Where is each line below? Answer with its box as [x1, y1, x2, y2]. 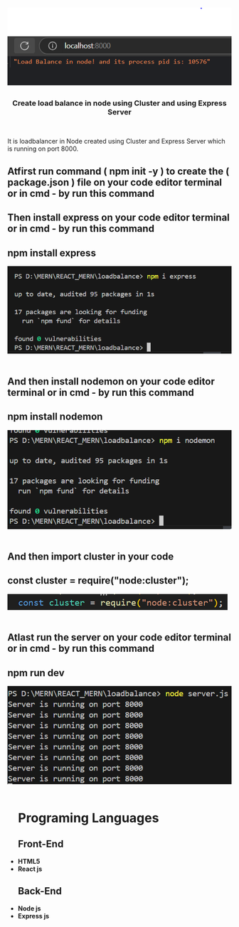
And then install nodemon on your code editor [7, 375, 215, 387]
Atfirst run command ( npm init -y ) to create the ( [7, 165, 230, 177]
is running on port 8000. [7, 144, 79, 153]
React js [17, 864, 43, 873]
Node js [17, 904, 41, 913]
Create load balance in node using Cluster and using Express [12, 98, 227, 108]
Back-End [17, 885, 63, 897]
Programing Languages [17, 810, 159, 826]
